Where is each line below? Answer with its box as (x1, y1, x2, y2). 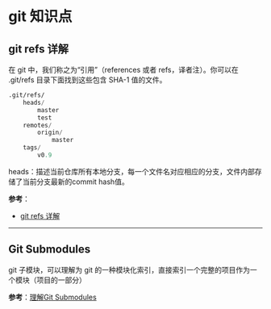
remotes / (23, 121, 52, 129)
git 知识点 (8, 7, 73, 26)
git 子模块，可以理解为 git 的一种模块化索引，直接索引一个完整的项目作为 (8, 265, 250, 274)
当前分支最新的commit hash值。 (22, 177, 129, 186)
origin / (37, 128, 63, 137)
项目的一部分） (35, 275, 86, 285)
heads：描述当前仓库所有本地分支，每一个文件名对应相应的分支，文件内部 (8, 166, 256, 176)
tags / (23, 144, 42, 152)
